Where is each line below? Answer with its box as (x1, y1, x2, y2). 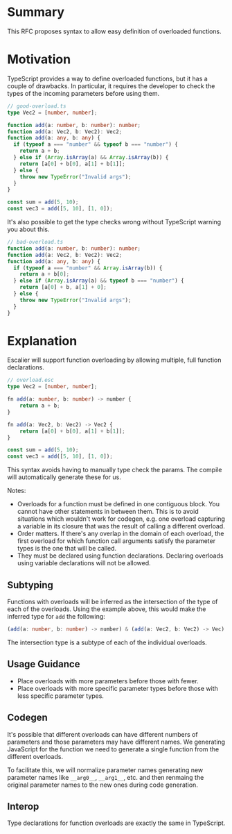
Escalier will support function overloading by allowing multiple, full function (7, 356, 222, 365)
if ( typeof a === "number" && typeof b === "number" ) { (13, 141, 178, 148)
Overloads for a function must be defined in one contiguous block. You (17, 500, 220, 508)
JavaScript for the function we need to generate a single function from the (7, 744, 220, 753)
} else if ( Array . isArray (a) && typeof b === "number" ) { (13, 277, 185, 285)
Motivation (7, 51, 71, 67)
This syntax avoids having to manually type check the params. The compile (7, 466, 222, 474)
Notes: (7, 487, 26, 495)
